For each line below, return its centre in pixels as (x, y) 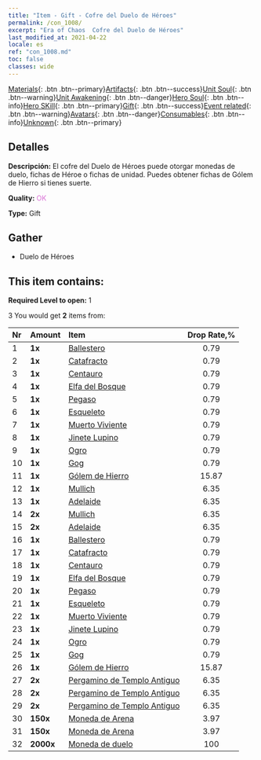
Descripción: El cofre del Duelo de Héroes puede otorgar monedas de (122, 166)
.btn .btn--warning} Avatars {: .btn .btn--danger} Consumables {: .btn (116, 114)
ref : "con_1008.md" (40, 52)
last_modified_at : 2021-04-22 (58, 37)
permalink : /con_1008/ (45, 23)
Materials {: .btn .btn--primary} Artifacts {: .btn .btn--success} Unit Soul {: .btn (130, 89)
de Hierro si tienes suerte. (50, 182)
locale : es (26, 45)
